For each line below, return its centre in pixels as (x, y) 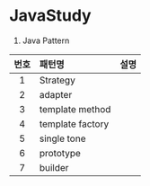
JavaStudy (50, 16)
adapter (56, 94)
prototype (60, 153)
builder (54, 167)
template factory (74, 124)
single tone (62, 138)
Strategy (57, 80)
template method (75, 109)
